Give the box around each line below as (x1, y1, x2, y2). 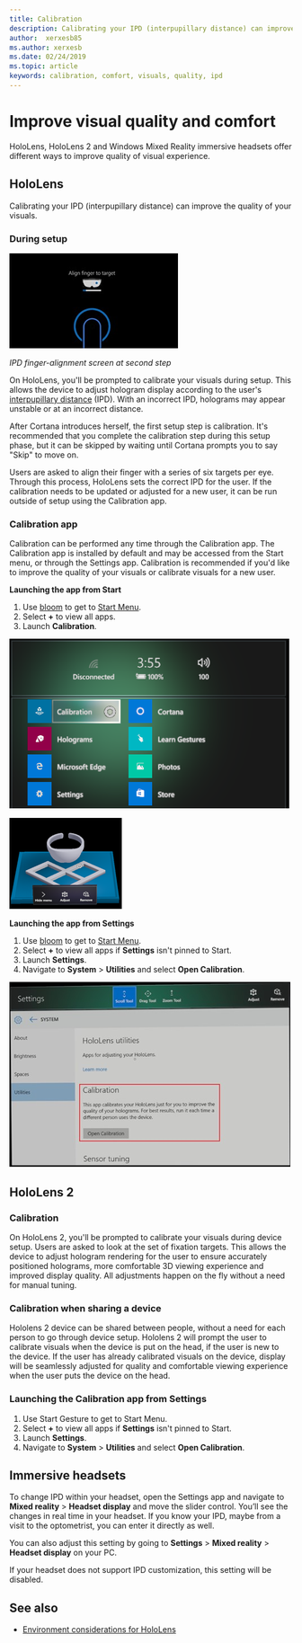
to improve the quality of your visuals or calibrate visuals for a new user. (9, 567, 276, 578)
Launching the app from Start (9, 584, 121, 595)
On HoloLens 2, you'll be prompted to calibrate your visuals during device (9, 1231, 282, 1242)
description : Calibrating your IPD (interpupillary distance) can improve (9, 23, 296, 33)
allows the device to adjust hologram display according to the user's (9, 384, 262, 395)
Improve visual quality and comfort (9, 111, 276, 132)
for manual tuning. (9, 1279, 77, 1290)
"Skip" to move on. (9, 449, 79, 460)
